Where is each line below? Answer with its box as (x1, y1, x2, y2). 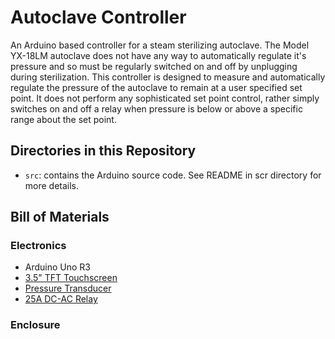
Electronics (10, 239, 67, 253)
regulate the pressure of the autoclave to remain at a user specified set (10, 81, 303, 93)
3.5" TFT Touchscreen (24, 272, 118, 284)
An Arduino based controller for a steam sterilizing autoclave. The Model (10, 39, 310, 51)
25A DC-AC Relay (24, 293, 98, 305)
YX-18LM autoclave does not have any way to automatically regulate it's (10, 49, 307, 61)
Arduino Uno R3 (24, 261, 92, 273)
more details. (24, 179, 80, 191)
